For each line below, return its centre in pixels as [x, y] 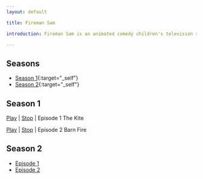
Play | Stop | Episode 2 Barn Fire [47, 130]
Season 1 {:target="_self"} [47, 78]
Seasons [23, 63]
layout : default [27, 12]
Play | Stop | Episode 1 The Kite [45, 118]
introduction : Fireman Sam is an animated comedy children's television [100, 34]
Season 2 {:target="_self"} [47, 85]
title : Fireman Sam [31, 23]
